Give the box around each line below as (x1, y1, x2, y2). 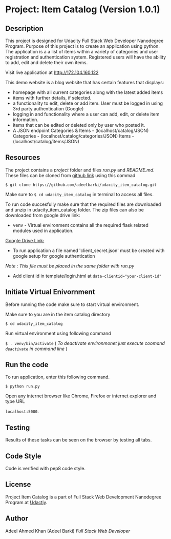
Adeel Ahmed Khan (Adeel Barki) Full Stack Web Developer (5, 528, 131, 534)
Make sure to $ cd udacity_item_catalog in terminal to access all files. (5, 191, 154, 197)
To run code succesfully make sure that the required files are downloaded (5, 201, 161, 207)
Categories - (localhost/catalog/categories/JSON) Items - (12, 133, 134, 139)
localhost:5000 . (5, 408, 39, 414)
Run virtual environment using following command (5, 330, 111, 336)
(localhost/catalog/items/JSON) (12, 139, 79, 144)
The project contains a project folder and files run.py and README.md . (5, 167, 155, 173)
